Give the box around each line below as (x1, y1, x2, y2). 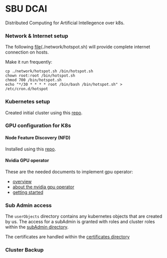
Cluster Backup (5, 246, 44, 253)
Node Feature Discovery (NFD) (5, 135, 71, 141)
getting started (12, 189, 44, 195)
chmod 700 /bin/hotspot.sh (5, 78, 62, 83)
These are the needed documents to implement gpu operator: (5, 169, 133, 175)
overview (12, 178, 32, 184)
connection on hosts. (5, 49, 49, 56)
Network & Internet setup (5, 32, 68, 39)
